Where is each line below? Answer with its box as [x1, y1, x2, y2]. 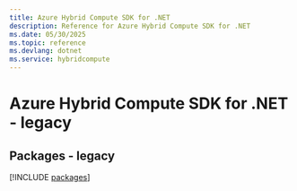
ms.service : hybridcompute [9, 55, 110, 64]
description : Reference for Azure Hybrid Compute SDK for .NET [9, 22, 251, 30]
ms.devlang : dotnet [9, 47, 83, 56]
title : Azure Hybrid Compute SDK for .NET [9, 13, 170, 22]
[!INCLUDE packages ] [9, 172, 91, 182]
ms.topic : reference [9, 38, 87, 48]
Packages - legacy [9, 148, 115, 163]
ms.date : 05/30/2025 [9, 30, 87, 39]
